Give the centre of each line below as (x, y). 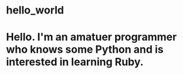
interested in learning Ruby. (75, 62)
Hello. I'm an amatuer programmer (91, 37)
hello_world (35, 10)
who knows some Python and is (85, 50)
